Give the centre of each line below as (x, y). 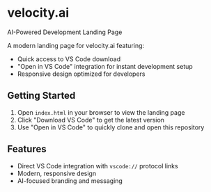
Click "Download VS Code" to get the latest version (91, 120)
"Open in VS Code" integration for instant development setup (105, 66)
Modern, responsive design (56, 173)
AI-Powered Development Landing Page (65, 32)
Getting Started (41, 96)
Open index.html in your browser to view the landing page (101, 112)
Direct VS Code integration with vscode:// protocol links (98, 166)
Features (27, 149)
